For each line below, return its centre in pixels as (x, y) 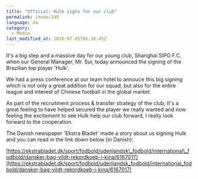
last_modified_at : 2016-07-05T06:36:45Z (57, 39)
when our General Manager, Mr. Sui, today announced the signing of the (94, 62)
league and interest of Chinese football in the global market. (79, 92)
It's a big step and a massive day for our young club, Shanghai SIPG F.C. (94, 55)
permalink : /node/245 (33, 17)
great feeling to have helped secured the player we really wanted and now (96, 109)
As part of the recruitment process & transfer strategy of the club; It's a (93, 103)
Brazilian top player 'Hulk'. (38, 68)
